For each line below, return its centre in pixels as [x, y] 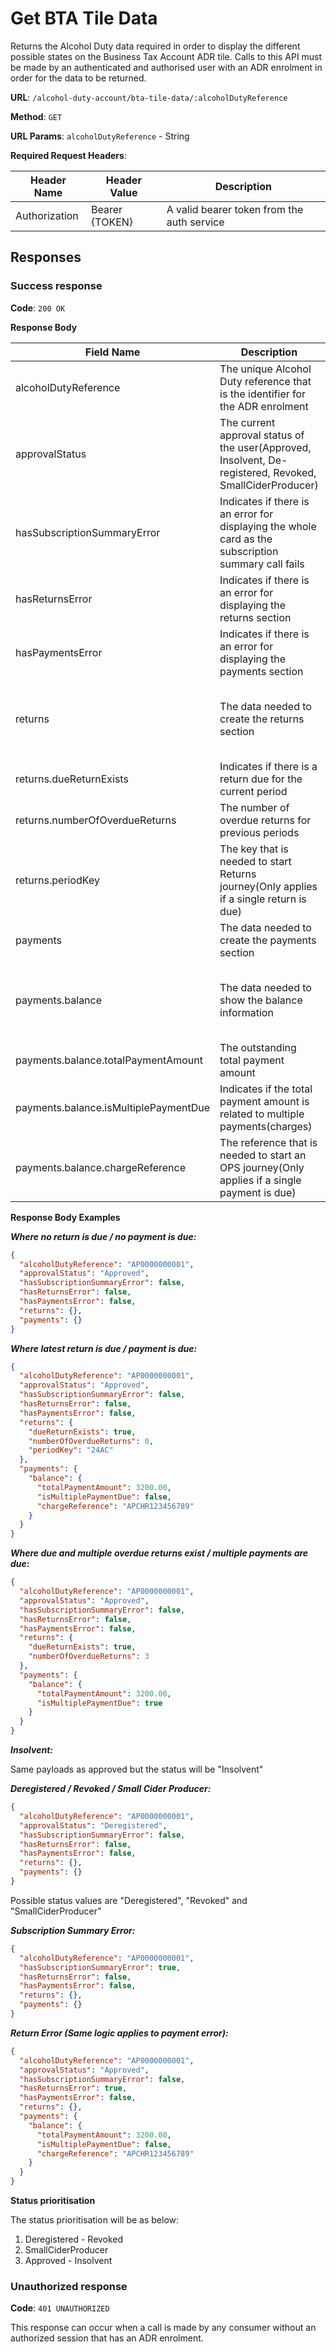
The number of [254, 807]
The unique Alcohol [265, 369]
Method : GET [36, 116]
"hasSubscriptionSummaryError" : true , [100, 1967]
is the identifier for [263, 394]
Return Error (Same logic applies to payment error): [119, 2033]
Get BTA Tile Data [84, 18]
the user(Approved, [265, 447]
